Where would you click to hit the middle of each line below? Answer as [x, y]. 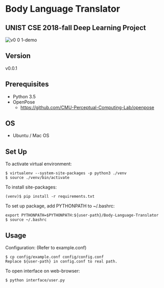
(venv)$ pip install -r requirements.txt [50, 197]
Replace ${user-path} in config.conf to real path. [61, 261]
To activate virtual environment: [39, 164]
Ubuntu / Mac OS [31, 136]
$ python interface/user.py [35, 280]
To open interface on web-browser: [43, 271]
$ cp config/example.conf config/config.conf [54, 257]
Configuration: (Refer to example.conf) [46, 248]
